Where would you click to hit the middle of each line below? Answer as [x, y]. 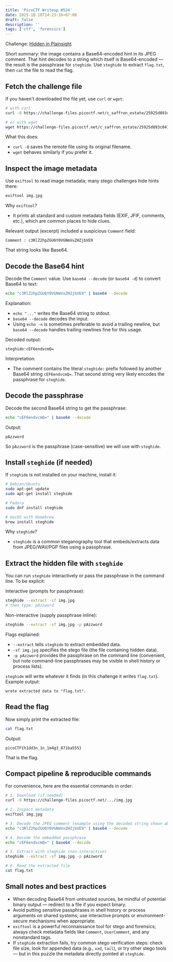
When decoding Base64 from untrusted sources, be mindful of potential [89, 899]
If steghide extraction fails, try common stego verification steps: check [88, 942]
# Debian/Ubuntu [23, 484]
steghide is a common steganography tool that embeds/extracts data [86, 542]
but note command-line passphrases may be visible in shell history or [86, 661]
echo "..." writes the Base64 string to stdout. [62, 313]
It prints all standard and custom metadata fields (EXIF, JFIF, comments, [89, 216]
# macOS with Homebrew [30, 517]
